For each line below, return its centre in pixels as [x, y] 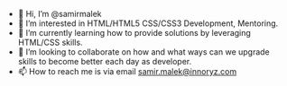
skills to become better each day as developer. [105, 61]
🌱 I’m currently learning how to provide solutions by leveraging [134, 33]
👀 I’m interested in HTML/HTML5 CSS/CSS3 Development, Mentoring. [148, 23]
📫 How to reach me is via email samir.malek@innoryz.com [127, 71]
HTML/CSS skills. [50, 42]
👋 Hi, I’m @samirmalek [60, 14]
